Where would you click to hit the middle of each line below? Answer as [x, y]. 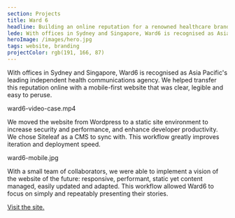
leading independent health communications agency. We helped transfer [112, 80]
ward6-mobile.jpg [33, 157]
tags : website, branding [43, 46]
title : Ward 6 [28, 20]
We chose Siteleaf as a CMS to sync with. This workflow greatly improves [113, 136]
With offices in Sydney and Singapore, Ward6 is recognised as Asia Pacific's [117, 72]
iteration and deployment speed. [54, 144]
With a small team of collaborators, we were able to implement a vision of [113, 171]
